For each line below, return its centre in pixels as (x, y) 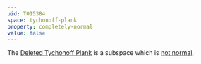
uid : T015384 (26, 14)
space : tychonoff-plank (42, 20)
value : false (26, 33)
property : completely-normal (50, 26)
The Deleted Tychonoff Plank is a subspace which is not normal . (101, 53)
